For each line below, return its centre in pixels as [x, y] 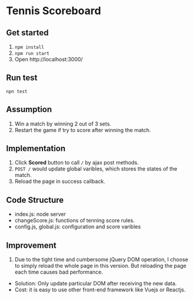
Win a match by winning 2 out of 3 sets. [63, 124]
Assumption [29, 109]
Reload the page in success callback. [60, 182]
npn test [17, 91]
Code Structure [35, 200]
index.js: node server [40, 214]
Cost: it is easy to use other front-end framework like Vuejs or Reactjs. [100, 290]
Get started [27, 33]
